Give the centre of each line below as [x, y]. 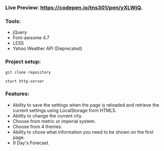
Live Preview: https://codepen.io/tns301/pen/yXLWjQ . [74, 8]
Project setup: [23, 62]
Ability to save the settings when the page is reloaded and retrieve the [86, 105]
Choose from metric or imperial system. [54, 121]
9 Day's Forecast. [31, 143]
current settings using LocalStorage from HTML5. [64, 110]
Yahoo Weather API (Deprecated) [47, 49]
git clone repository [28, 72]
